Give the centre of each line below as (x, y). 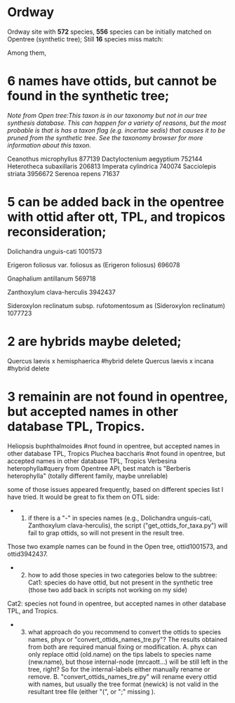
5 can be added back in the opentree (116, 202)
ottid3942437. (28, 554)
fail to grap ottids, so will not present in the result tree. (106, 533)
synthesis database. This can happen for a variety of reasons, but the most (117, 123)
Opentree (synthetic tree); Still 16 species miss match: (85, 39)
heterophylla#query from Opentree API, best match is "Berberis (99, 468)
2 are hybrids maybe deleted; (94, 342)
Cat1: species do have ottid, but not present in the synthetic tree (120, 582)
